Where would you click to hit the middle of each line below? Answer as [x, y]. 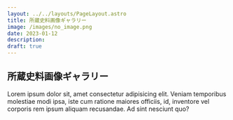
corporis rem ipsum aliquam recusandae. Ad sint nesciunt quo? [98, 109]
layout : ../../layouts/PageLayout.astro [67, 14]
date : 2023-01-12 [33, 33]
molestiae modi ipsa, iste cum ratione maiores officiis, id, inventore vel [108, 101]
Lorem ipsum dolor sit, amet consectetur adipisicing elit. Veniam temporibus [117, 94]
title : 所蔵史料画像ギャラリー [47, 20]
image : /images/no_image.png [50, 27]
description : [26, 40]
